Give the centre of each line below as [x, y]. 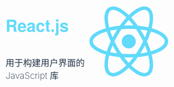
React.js [37, 25]
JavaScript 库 [32, 76]
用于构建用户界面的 [45, 63]
